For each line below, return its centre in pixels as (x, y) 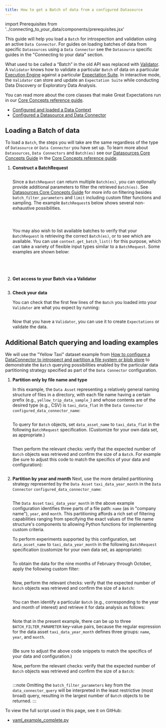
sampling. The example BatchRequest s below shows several (73, 203)
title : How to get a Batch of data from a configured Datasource (74, 10)
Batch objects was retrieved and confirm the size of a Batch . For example (86, 454)
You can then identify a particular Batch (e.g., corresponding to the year (85, 602)
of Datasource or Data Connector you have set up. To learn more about (77, 148)
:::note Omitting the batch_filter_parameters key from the (72, 685)
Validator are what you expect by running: (56, 307)
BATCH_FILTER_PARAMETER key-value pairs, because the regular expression (86, 627)
